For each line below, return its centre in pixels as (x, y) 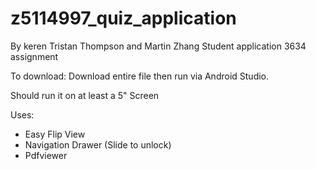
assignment (34, 56)
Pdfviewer (46, 155)
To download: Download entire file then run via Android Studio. (140, 76)
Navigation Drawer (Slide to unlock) (98, 144)
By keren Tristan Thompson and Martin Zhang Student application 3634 (158, 46)
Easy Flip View (55, 134)
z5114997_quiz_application (123, 18)
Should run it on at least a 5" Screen (85, 95)
